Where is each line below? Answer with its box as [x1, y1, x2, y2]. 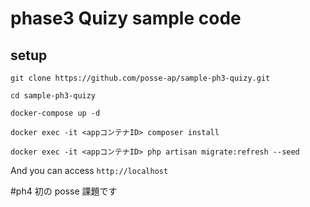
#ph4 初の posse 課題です [10, 185, 118, 197]
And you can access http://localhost [10, 165, 169, 176]
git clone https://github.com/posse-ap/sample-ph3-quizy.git [10, 73, 271, 83]
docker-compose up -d [10, 108, 101, 118]
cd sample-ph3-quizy [10, 91, 97, 101]
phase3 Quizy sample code [10, 7, 242, 30]
